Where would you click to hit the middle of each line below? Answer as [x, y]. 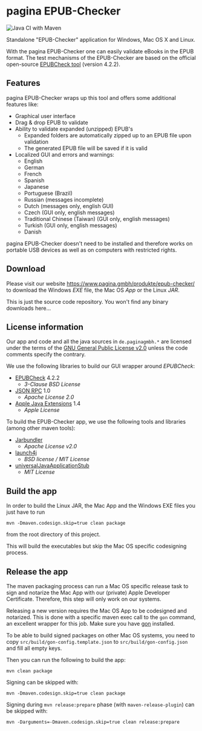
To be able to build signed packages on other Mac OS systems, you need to [101, 635]
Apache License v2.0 [50, 447]
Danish [33, 232]
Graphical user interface [45, 116]
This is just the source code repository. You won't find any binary [87, 301]
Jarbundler [29, 440]
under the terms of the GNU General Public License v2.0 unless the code [97, 348]
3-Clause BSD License [52, 384]
